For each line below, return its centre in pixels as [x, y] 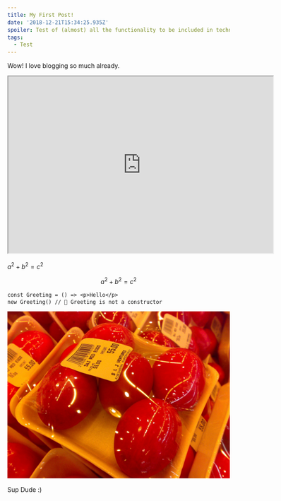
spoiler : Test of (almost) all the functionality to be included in [110, 30]
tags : [15, 37]
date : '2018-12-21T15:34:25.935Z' [58, 22]
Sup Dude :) [25, 490]
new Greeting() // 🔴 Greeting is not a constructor [85, 302]
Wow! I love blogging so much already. [64, 66]
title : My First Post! [41, 15]
